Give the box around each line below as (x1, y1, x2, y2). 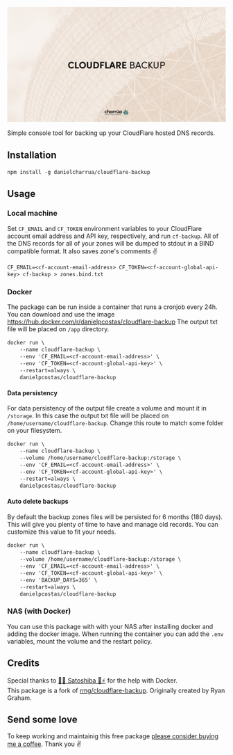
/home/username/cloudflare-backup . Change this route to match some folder (7, 419, 224, 427)
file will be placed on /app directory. (7, 325, 110, 333)
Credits (7, 658, 40, 669)
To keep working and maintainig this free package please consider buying (7, 732, 218, 740)
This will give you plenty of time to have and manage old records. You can (7, 520, 218, 528)
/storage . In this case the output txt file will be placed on (7, 411, 169, 420)
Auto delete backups (7, 497, 69, 505)
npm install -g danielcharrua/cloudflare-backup (7, 169, 150, 176)
